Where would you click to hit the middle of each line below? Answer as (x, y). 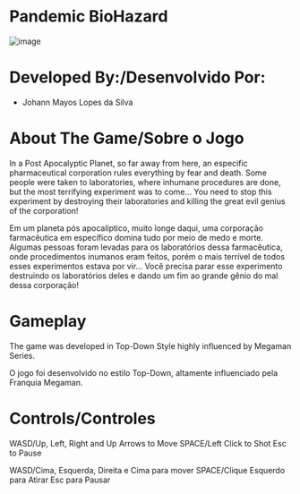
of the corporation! (44, 210)
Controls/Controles (83, 418)
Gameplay (48, 321)
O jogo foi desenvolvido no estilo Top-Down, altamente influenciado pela (144, 372)
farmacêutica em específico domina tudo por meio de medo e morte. (137, 237)
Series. (22, 355)
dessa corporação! (44, 285)
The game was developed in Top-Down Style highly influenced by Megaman (150, 345)
